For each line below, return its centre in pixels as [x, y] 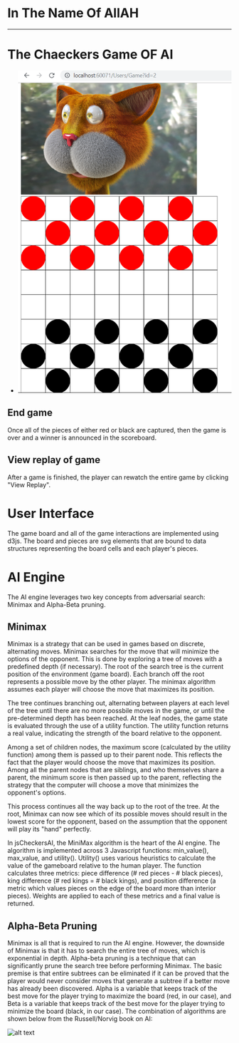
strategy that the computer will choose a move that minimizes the [103, 785]
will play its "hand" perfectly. [49, 829]
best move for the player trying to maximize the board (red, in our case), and [119, 996]
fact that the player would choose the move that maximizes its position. [112, 762]
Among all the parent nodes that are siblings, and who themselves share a [116, 770]
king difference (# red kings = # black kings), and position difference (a [112, 881]
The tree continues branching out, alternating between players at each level [118, 703]
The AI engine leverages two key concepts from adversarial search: [106, 597]
